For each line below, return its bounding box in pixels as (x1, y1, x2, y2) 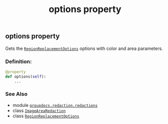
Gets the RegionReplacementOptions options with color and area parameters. (5, 45, 163, 51)
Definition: (5, 58, 32, 65)
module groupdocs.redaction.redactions (12, 102, 98, 108)
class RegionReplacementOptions (12, 112, 79, 119)
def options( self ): (5, 74, 47, 79)
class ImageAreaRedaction (12, 107, 66, 113)
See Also (5, 91, 28, 98)
